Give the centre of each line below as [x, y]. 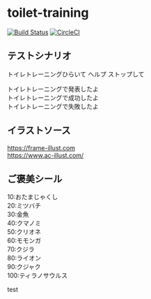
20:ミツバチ [24, 206]
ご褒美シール [35, 178]
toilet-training [48, 13]
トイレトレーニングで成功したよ [53, 97]
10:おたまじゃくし [33, 197]
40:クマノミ [24, 223]
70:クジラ [21, 249]
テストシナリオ [39, 56]
